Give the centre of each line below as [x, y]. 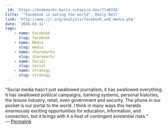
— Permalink [18, 121]
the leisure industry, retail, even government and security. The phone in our [83, 100]
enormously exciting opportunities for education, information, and [73, 110]
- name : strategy [32, 71]
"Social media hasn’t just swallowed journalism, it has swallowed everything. [84, 89]
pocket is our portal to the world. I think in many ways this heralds [73, 105]
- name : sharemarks [35, 52]
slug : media [31, 47]
